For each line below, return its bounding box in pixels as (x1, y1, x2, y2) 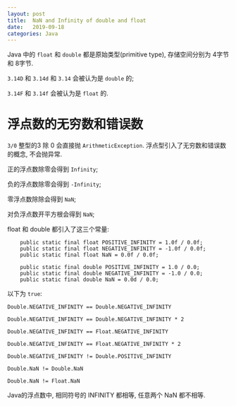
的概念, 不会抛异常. (7, 150, 63, 159)
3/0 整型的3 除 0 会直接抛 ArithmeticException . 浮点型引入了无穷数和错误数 (7, 141, 227, 150)
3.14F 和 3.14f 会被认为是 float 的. (7, 89, 109, 97)
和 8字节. (7, 59, 34, 68)
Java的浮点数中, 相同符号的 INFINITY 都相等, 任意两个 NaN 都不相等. (7, 391, 206, 400)
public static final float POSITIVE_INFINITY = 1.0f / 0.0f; (20, 239, 203, 246)
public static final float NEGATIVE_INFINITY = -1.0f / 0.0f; (20, 245, 206, 253)
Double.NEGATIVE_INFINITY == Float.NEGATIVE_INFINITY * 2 (7, 340, 181, 348)
